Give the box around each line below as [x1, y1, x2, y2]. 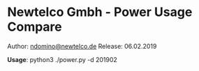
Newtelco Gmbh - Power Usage [7, 4, 193, 20]
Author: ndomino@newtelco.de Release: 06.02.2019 [7, 42, 157, 50]
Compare [7, 19, 63, 35]
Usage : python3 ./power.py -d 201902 [7, 55, 117, 63]
